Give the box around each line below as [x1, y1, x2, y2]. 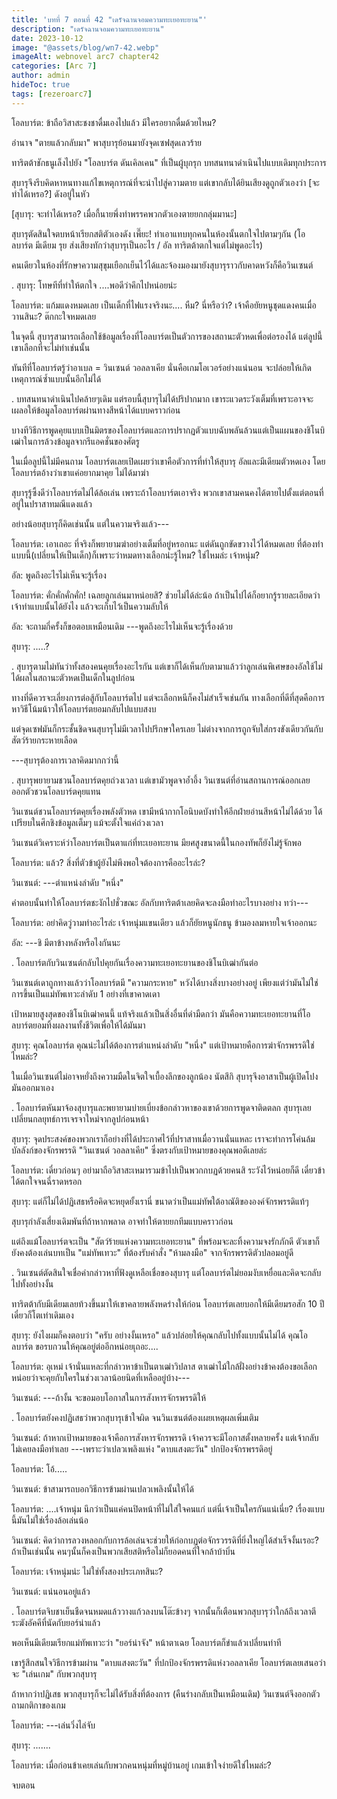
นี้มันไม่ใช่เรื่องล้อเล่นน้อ [11, 1514, 89, 1526]
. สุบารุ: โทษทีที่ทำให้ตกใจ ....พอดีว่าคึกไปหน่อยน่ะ [11, 279, 178, 291]
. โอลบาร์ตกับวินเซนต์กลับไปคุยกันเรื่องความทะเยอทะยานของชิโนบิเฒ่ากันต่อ [11, 956, 259, 968]
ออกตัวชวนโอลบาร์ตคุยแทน [11, 785, 102, 797]
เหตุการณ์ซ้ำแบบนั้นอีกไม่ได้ [11, 372, 102, 385]
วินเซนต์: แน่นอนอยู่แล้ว [11, 1585, 91, 1597]
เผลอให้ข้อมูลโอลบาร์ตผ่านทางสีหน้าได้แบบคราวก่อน [11, 404, 181, 416]
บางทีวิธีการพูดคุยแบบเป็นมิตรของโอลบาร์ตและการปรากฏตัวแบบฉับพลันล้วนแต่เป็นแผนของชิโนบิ [11, 424, 326, 436]
